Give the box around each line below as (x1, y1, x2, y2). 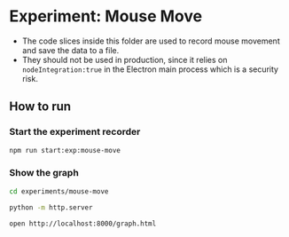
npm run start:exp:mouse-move (9, 146, 121, 154)
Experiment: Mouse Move (9, 6, 202, 27)
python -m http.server (9, 202, 93, 212)
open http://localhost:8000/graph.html (9, 219, 157, 228)
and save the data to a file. (21, 44, 120, 55)
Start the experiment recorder (9, 126, 141, 138)
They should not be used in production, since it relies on (21, 54, 228, 65)
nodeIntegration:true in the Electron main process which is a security (21, 64, 279, 75)
